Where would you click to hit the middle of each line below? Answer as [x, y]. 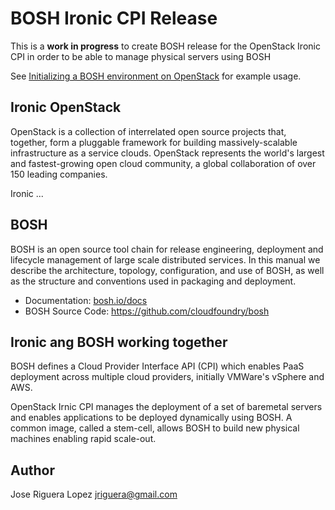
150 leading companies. [59, 174]
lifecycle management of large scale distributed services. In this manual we [165, 259]
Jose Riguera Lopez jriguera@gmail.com [94, 494]
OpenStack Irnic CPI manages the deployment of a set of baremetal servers [166, 407]
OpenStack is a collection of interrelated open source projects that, [148, 131]
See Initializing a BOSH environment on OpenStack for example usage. [156, 76]
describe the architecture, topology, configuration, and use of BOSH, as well [167, 270]
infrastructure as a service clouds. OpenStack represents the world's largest [167, 153]
